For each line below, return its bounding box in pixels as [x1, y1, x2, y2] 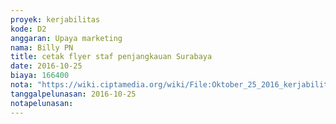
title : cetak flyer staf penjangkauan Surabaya [10, 52, 213, 62]
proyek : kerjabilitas [10, 14, 101, 25]
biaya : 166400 [10, 71, 70, 81]
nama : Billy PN [10, 42, 74, 53]
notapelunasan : [10, 98, 74, 108]
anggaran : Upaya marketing [10, 33, 123, 43]
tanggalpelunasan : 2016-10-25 [10, 89, 137, 99]
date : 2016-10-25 [10, 61, 83, 71]
